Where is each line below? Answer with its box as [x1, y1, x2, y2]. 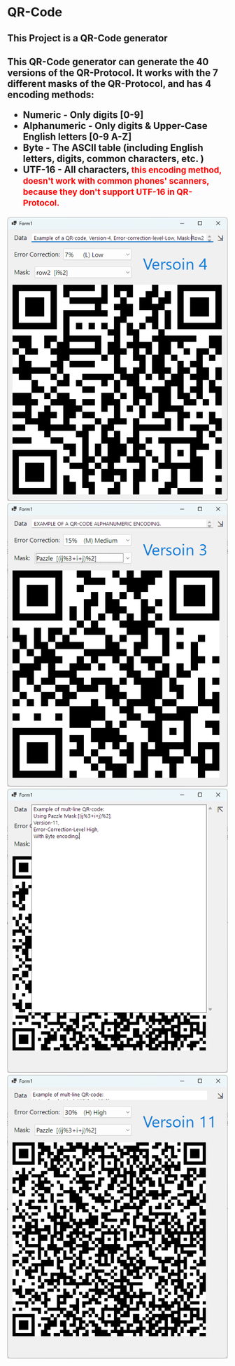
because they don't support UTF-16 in [22, 187, 175, 197]
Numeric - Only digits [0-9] [22, 109, 144, 121]
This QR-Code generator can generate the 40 [7, 55, 209, 67]
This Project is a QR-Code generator [7, 32, 168, 44]
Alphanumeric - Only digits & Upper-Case [22, 120, 208, 132]
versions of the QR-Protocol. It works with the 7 [7, 67, 218, 79]
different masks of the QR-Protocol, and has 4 [7, 78, 212, 90]
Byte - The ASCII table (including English [22, 142, 204, 154]
